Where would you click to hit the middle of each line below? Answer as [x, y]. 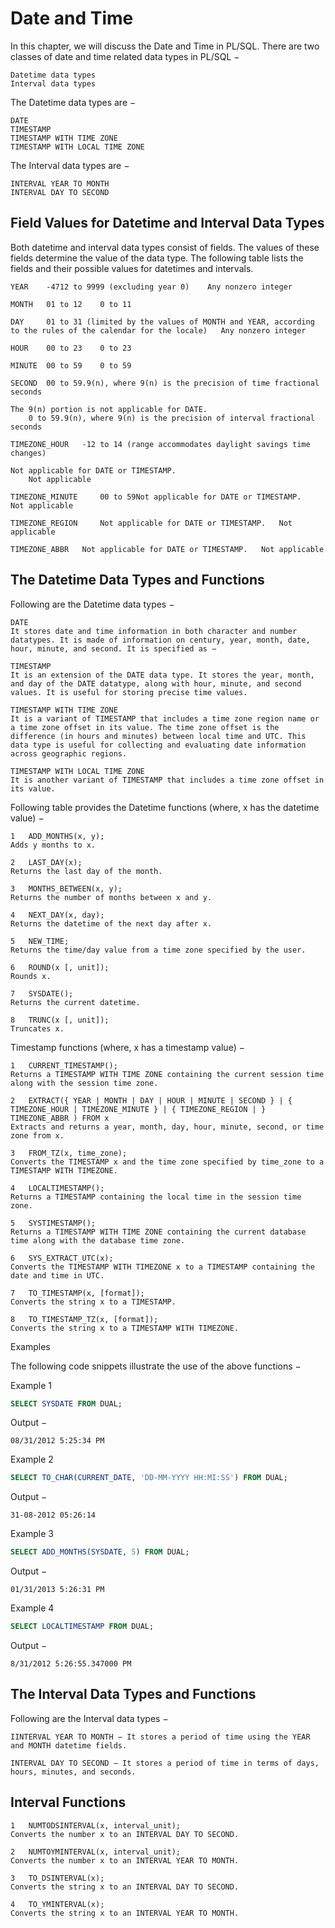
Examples [30, 1346]
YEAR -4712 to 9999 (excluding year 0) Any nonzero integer [151, 287]
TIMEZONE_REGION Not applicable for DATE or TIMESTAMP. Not [151, 523]
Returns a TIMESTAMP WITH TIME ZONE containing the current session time [167, 1074]
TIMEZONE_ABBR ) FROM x [60, 1118]
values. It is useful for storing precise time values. [129, 692]
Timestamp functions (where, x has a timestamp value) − [127, 1047]
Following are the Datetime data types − [92, 604]
